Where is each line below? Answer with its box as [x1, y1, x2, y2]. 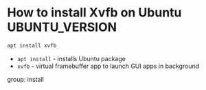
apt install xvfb [7, 42, 57, 49]
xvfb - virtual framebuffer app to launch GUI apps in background [16, 62, 200, 70]
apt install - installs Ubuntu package [16, 54, 126, 63]
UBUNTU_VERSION [7, 19, 117, 35]
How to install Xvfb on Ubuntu [7, 5, 182, 21]
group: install [7, 75, 45, 83]
